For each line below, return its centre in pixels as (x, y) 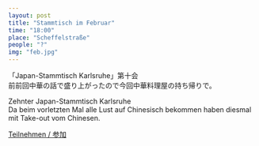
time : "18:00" (32, 30)
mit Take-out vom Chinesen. (54, 118)
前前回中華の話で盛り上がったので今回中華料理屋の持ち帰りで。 (112, 85)
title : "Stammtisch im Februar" (61, 23)
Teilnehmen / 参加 (38, 134)
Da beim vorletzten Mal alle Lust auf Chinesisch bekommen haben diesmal (130, 110)
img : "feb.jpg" (33, 52)
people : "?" (28, 45)
